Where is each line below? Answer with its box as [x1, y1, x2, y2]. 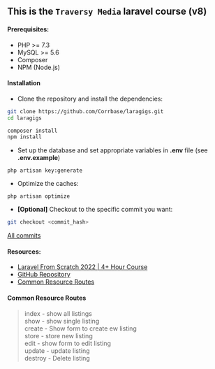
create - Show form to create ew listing [24, 324, 138, 333]
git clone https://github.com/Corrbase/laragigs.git [7, 108, 164, 115]
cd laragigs [7, 115, 42, 122]
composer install [7, 127, 58, 134]
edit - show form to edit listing [24, 339, 112, 347]
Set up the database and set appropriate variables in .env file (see [17, 146, 208, 154]
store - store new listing [24, 331, 93, 340]
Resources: [7, 247, 41, 256]
